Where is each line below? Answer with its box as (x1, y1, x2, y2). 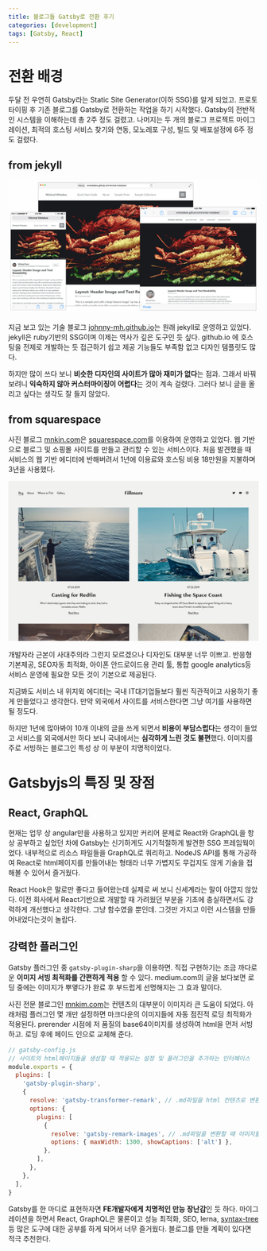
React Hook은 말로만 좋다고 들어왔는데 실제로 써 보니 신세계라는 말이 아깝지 (8, 885, 244, 894)
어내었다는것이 (8, 915, 54, 924)
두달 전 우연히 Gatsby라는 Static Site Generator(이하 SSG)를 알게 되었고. (8, 95, 237, 105)
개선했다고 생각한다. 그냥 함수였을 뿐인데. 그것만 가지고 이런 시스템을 (29, 904, 242, 914)
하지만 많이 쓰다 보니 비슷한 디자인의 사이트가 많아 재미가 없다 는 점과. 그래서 (8, 370, 242, 379)
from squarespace (8, 412, 102, 426)
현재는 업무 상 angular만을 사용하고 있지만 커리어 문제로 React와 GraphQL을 (8, 828, 246, 838)
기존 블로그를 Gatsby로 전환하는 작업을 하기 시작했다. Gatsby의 (37, 105, 234, 114)
